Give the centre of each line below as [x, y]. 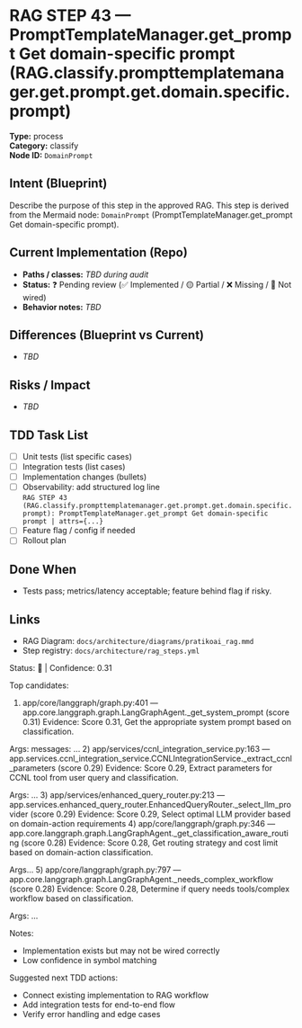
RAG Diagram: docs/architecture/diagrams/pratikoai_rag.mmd [138, 641]
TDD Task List [49, 435]
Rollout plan [44, 541]
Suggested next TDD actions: [64, 978]
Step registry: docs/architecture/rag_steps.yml [111, 650]
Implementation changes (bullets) [84, 477]
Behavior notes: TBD [62, 307]
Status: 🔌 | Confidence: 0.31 [61, 668]
